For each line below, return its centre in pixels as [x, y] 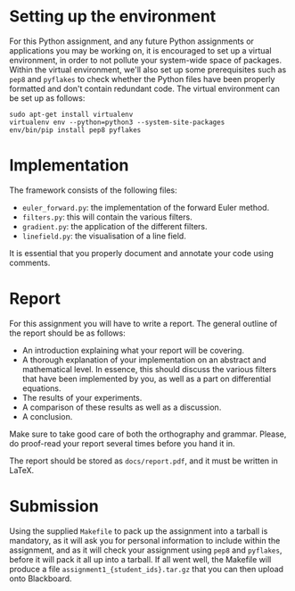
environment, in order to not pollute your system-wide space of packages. [146, 60]
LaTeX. [22, 470]
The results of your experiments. [82, 397]
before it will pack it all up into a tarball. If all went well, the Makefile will [140, 559]
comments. [30, 262]
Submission [54, 506]
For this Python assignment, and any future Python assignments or [131, 41]
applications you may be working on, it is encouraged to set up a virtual [140, 50]
